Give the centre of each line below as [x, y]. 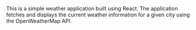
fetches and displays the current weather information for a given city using [98, 15]
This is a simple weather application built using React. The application [92, 9]
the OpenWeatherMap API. [39, 21]
